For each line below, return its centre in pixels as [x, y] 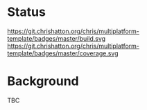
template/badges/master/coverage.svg [63, 53]
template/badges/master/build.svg [57, 38]
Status [27, 12]
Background [43, 81]
